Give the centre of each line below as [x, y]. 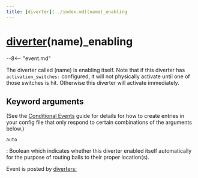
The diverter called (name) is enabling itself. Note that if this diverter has [96, 70]
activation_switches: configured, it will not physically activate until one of [98, 76]
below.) [15, 129]
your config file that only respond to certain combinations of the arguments [99, 122]
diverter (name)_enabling [70, 41]
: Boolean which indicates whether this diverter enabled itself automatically [99, 151]
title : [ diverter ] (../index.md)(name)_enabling [67, 12]
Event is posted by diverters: [41, 169]
